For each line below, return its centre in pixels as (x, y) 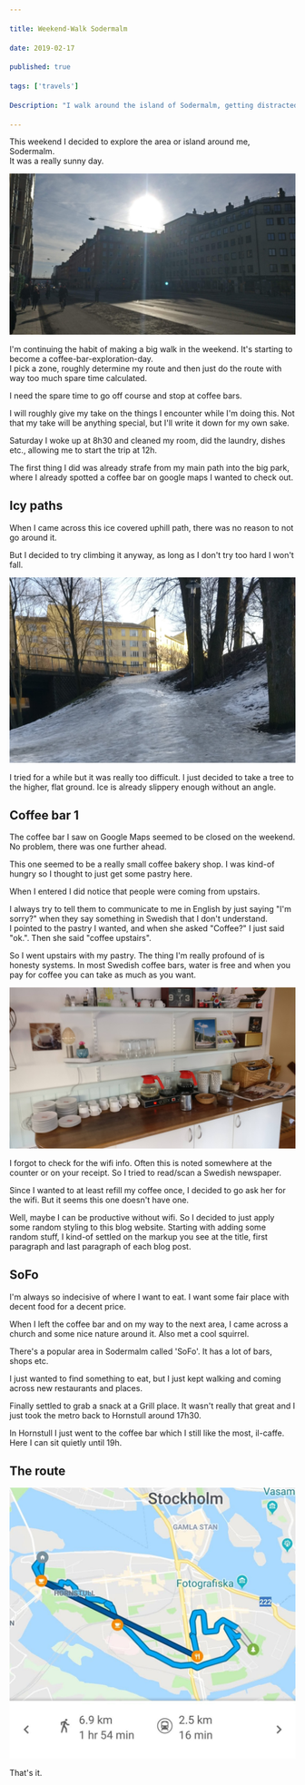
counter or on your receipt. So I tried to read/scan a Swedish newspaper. (146, 1172)
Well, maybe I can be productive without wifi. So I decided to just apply (142, 1217)
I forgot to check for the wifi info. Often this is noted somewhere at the (141, 1162)
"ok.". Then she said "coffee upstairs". (80, 938)
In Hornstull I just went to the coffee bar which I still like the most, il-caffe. (147, 1433)
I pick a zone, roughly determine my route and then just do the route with (146, 368)
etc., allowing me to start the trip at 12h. (83, 450)
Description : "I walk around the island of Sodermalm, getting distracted (154, 105)
